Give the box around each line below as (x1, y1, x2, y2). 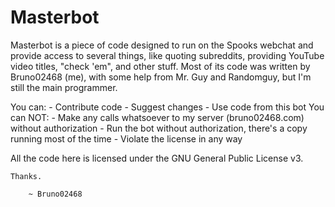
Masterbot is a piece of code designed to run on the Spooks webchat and (10, 39, 314, 51)
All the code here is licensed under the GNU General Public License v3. (10, 152, 304, 164)
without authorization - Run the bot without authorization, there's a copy (10, 122, 308, 134)
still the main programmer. (10, 81, 118, 93)
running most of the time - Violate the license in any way (10, 132, 243, 145)
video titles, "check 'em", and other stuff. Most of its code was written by (10, 60, 311, 72)
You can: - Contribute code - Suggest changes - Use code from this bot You (10, 101, 325, 113)
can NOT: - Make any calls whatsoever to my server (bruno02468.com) (10, 111, 305, 123)
